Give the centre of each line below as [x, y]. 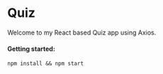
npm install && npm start [45, 64]
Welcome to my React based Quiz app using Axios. [82, 32]
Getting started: [31, 49]
